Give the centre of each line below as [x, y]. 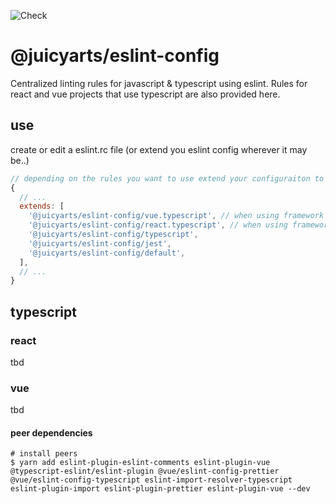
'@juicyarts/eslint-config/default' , [107, 253]
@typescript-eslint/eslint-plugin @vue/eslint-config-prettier [145, 471]
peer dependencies [51, 432]
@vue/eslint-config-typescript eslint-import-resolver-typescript [151, 480]
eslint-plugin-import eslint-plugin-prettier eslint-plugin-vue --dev [160, 489]
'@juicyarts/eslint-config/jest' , [100, 243]
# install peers [44, 454]
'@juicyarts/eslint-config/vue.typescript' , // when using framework [176, 216]
